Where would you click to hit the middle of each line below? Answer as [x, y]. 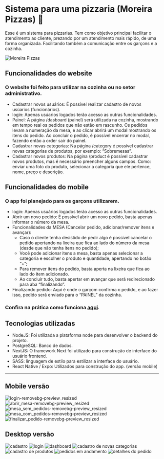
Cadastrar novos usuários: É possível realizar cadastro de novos [77, 104]
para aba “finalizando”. [42, 284]
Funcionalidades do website [49, 74]
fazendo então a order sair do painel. [49, 140]
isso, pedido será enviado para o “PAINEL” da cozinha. [67, 295]
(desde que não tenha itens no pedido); [59, 248]
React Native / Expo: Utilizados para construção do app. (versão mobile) [85, 367]
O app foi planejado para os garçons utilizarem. [62, 201]
